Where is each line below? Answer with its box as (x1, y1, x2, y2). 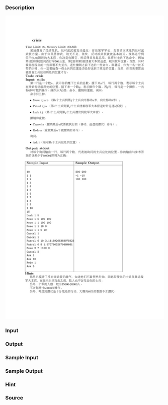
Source (5, 394, 24, 401)
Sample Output (5, 367, 43, 374)
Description (5, 4, 35, 11)
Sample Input (5, 354, 39, 361)
